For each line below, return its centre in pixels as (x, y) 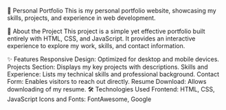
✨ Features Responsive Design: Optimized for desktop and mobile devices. (113, 59)
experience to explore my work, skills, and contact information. (96, 46)
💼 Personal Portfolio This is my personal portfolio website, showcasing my (112, 11)
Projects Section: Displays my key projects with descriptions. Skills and (108, 67)
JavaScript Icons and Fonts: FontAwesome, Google (79, 99)
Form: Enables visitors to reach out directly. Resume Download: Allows (107, 81)
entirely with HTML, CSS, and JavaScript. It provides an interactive (101, 38)
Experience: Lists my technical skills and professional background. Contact (113, 74)
